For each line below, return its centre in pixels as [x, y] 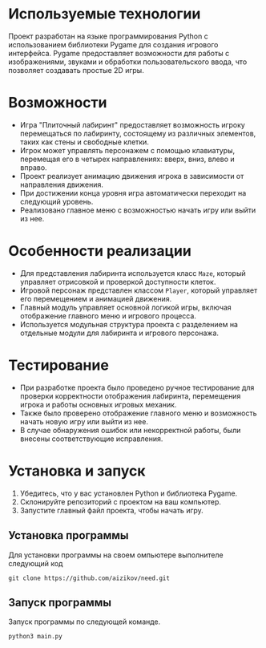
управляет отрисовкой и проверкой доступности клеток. [118, 281]
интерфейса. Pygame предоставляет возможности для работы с [119, 53]
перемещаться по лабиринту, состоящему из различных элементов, [138, 133]
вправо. [33, 167]
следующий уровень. [56, 201]
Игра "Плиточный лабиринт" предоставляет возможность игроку [133, 124]
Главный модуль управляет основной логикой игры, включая [126, 307]
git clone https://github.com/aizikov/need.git [89, 578]
